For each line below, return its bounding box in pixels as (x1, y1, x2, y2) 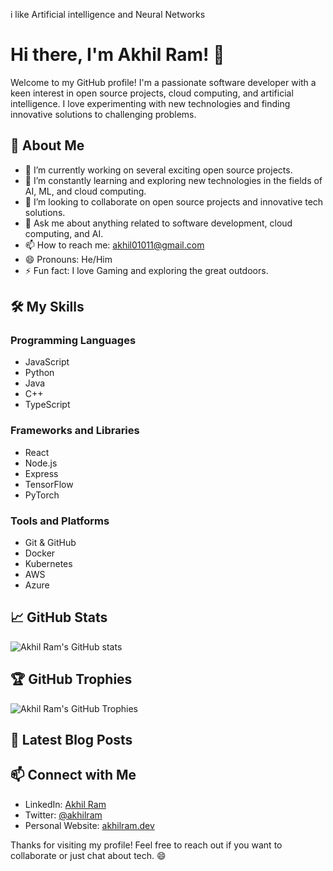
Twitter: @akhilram (24, 809, 103, 821)
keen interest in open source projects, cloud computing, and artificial (10, 87, 294, 99)
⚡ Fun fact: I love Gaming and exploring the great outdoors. (24, 264, 269, 276)
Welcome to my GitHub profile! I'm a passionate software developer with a (10, 76, 317, 88)
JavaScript (24, 356, 70, 368)
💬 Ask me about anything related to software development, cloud (24, 217, 293, 229)
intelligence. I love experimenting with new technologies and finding (10, 97, 291, 109)
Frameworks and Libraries (10, 424, 140, 438)
